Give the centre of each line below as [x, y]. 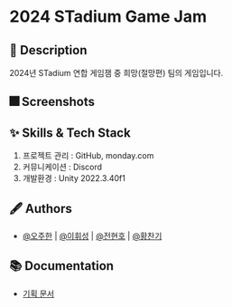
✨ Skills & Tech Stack [70, 133]
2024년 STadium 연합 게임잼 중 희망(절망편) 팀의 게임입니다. [116, 73]
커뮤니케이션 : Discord [62, 167]
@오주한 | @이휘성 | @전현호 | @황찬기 [92, 236]
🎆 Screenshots [52, 102]
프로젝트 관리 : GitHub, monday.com [88, 156]
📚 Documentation [62, 266]
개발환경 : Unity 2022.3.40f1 [74, 178]
